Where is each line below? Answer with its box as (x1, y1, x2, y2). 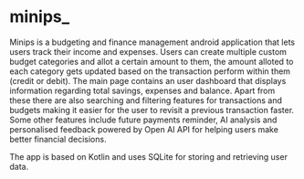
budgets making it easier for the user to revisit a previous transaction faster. (9, 104, 295, 115)
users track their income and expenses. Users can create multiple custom (9, 46, 288, 57)
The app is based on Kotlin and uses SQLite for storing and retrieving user (9, 151, 288, 162)
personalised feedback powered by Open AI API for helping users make (9, 123, 278, 134)
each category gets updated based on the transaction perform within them (9, 66, 290, 77)
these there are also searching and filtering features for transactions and (9, 94, 283, 106)
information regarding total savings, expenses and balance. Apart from (9, 85, 276, 96)
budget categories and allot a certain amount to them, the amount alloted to (9, 56, 294, 67)
